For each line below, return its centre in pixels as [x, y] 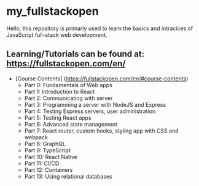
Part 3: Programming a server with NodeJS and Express [95, 104]
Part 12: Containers [49, 169]
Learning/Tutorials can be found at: [76, 54]
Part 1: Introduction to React [60, 91]
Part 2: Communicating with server [68, 98]
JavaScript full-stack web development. [57, 34]
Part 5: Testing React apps [58, 117]
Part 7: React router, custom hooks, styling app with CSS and [101, 131]
